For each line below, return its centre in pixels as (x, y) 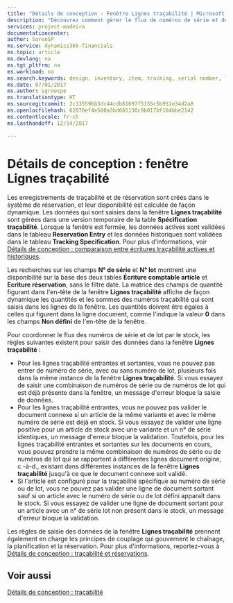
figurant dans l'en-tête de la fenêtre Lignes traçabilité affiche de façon (109, 292)
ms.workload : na (31, 71)
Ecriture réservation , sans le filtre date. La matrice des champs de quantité (115, 284)
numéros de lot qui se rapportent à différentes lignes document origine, (119, 459)
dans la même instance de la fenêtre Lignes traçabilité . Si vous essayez (120, 378)
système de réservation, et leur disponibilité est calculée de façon (101, 205)
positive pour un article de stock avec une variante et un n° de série (114, 430)
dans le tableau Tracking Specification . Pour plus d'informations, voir (107, 242)
